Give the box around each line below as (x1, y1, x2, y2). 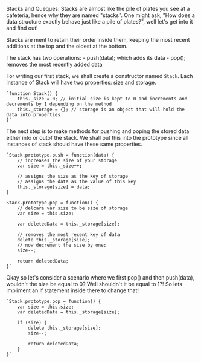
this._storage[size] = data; (17, 184, 91, 190)
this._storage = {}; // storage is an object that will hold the (17, 106, 185, 113)
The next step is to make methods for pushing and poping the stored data (6, 128, 190, 135)
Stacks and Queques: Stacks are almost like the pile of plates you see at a (6, 5, 190, 12)
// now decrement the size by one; (17, 242, 107, 248)
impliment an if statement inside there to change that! (6, 287, 139, 294)
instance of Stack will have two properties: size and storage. (6, 79, 156, 86)
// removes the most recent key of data (17, 232, 120, 238)
